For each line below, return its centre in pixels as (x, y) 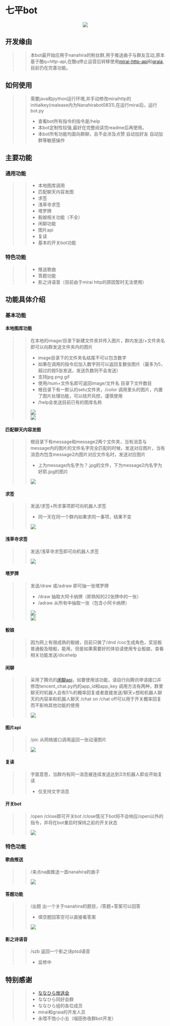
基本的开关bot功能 (57, 243)
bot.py (37, 110)
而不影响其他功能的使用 (55, 706)
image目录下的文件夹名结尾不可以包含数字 (82, 358)
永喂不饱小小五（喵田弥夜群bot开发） (77, 1018)
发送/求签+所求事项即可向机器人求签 (68, 506)
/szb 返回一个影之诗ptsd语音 (60, 951)
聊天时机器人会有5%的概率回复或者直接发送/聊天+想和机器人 (94, 693)
